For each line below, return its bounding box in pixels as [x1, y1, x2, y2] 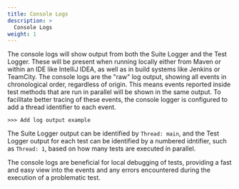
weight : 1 [7, 30, 37, 38]
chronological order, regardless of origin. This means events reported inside [7, 80, 231, 89]
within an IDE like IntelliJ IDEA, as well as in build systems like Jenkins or [7, 65, 220, 73]
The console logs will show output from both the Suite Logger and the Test [7, 50, 227, 58]
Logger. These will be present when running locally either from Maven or [7, 58, 221, 66]
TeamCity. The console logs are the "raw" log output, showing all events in [7, 73, 227, 81]
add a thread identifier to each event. [7, 103, 116, 111]
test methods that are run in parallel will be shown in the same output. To [7, 88, 221, 96]
